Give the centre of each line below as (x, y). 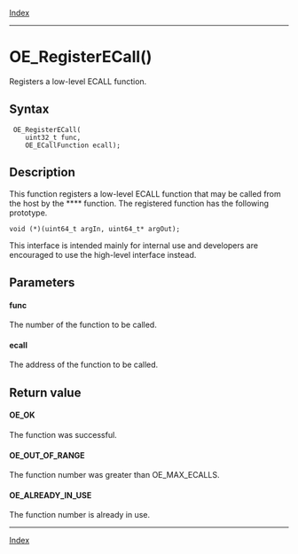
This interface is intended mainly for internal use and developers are (134, 245)
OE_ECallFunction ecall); (73, 145)
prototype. (28, 213)
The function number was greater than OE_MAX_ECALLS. (114, 475)
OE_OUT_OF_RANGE (47, 455)
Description (42, 172)
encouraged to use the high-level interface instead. (103, 254)
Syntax (29, 109)
